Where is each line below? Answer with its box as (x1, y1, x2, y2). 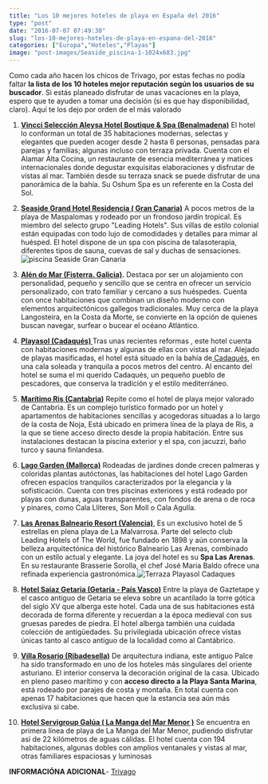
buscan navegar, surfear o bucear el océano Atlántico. (20, 321, 200, 330)
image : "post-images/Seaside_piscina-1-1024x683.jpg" (9, 49, 192, 57)
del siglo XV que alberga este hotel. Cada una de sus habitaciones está (20, 602, 254, 611)
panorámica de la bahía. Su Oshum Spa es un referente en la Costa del (20, 180, 254, 188)
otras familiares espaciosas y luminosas (20, 751, 152, 761)
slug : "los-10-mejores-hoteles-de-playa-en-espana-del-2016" (9, 34, 217, 42)
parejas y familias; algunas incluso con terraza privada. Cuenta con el (20, 145, 250, 155)
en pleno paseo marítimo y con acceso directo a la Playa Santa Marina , (20, 676, 258, 686)
